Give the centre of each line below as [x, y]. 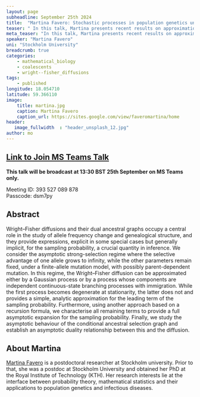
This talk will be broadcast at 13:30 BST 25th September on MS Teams [95, 171]
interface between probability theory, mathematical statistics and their [92, 382]
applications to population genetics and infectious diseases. [80, 388]
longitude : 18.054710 [33, 89]
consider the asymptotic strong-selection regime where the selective [91, 254]
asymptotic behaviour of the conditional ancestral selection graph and [92, 323]
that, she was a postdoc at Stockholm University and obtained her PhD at [96, 369]
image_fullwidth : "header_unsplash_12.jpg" [71, 128]
